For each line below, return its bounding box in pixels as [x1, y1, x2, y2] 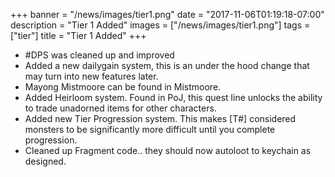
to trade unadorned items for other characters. [24, 102, 217, 114]
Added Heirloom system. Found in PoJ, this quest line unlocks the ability [24, 92, 323, 103]
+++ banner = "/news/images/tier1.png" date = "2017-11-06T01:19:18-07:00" [10, 9, 325, 20]
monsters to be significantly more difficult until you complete [24, 124, 276, 135]
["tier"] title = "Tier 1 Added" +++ [10, 30, 147, 41]
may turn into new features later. [24, 70, 159, 82]
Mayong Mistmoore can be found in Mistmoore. [24, 81, 222, 93]
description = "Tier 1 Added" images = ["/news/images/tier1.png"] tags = [10, 19, 311, 31]
